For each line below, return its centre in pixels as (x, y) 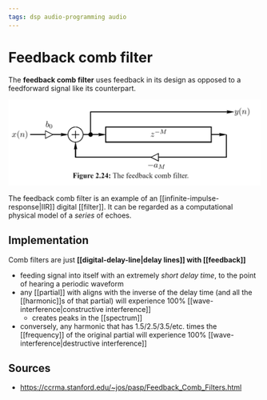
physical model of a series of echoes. (70, 215)
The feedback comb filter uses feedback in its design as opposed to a (125, 79)
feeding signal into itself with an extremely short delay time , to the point (138, 275)
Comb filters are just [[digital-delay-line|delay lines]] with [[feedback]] (127, 259)
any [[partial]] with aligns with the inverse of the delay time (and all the (136, 292)
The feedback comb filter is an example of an (83, 198)
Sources (30, 368)
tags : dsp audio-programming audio (68, 17)
